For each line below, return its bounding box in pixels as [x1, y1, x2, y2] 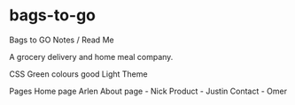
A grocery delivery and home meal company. [9, 51, 174, 62]
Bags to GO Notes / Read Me [9, 34, 114, 45]
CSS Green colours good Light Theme [9, 68, 148, 79]
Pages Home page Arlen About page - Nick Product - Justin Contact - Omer [9, 86, 288, 96]
